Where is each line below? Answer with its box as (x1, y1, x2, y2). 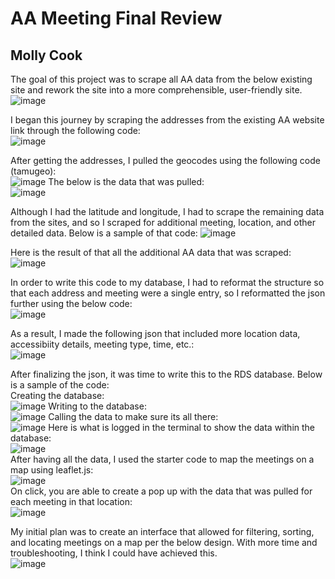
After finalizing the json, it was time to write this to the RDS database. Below (10, 368, 323, 380)
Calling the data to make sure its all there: (48, 411, 219, 422)
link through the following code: (10, 125, 141, 136)
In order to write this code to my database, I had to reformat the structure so (10, 277, 325, 288)
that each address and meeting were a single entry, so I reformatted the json (10, 287, 326, 299)
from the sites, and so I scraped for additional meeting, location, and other (10, 217, 317, 228)
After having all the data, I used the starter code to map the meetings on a (10, 453, 315, 465)
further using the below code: (10, 298, 133, 309)
